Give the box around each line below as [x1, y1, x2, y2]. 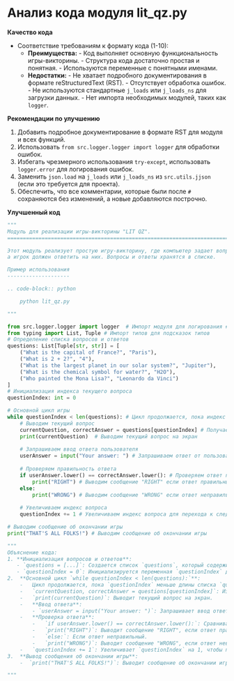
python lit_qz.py [19, 298, 70, 305]
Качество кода [7, 28, 54, 36]
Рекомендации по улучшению [7, 114, 100, 123]
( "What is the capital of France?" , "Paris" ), [19, 349, 157, 357]
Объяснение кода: [7, 549, 58, 556]
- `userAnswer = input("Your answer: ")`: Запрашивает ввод [32, 607, 210, 615]
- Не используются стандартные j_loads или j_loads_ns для [27, 86, 207, 94]
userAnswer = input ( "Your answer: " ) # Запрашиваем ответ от [19, 452, 201, 460]
